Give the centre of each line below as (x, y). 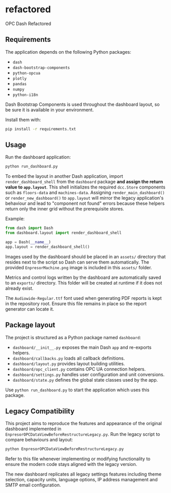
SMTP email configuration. (33, 485)
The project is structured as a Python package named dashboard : (73, 337)
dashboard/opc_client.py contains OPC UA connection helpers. (79, 369)
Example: (15, 219)
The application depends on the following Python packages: (68, 52)
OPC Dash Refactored (28, 24)
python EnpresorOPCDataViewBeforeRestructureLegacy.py (65, 449)
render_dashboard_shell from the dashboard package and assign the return (84, 182)
